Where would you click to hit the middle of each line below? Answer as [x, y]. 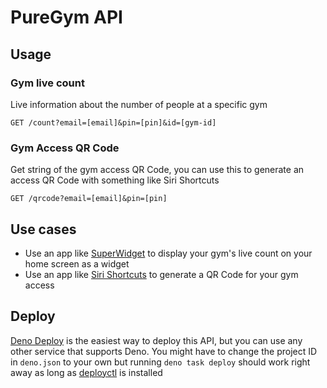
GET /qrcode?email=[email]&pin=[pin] [89, 199]
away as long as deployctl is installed [86, 372]
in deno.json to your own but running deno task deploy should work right [160, 362]
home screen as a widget [77, 263]
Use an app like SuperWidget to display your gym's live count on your [168, 253]
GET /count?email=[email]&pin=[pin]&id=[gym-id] [113, 122]
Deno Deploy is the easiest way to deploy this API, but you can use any [156, 340]
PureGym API [66, 17]
